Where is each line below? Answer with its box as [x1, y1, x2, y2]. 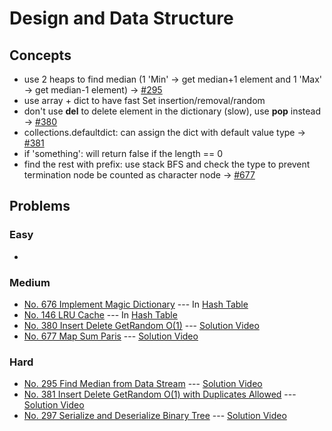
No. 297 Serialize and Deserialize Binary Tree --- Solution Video [23, 410, 287, 422]
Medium [9, 275, 51, 289]
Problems [9, 198, 71, 215]
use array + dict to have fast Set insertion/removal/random [23, 95, 266, 106]
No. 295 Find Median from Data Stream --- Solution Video [23, 378, 263, 390]
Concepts [9, 47, 72, 64]
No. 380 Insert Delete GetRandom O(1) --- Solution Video [23, 319, 260, 331]
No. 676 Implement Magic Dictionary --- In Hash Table [23, 298, 249, 310]
